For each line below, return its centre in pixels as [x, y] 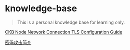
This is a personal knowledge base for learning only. [71, 22]
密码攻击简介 [18, 42]
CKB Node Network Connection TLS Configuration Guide [64, 32]
